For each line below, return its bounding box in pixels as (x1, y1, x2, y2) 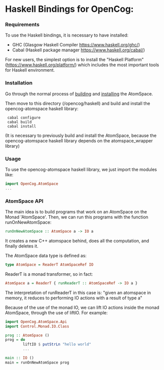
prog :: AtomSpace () (5, 332, 50, 338)
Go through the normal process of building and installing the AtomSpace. (5, 90, 153, 97)
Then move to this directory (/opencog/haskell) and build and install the (5, 100, 150, 106)
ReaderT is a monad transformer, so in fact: (5, 271, 93, 277)
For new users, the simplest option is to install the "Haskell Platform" (5, 57, 144, 63)
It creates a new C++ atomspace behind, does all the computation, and (5, 238, 149, 244)
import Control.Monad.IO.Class (5, 324, 69, 329)
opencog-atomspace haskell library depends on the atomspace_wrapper (5, 137, 153, 144)
